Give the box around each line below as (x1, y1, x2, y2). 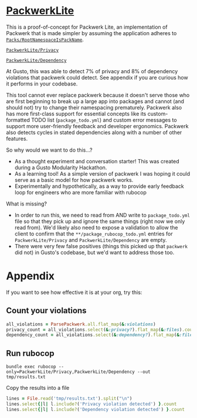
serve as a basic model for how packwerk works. (14, 176, 134, 183)
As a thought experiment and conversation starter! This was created (14, 157, 179, 165)
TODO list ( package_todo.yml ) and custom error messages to (31, 116, 177, 124)
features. (6, 135, 28, 142)
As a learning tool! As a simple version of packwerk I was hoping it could (14, 170, 191, 177)
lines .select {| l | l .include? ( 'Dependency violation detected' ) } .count (6, 406, 185, 412)
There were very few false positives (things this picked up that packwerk (14, 242, 188, 249)
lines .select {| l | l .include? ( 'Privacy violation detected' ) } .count (6, 401, 177, 407)
